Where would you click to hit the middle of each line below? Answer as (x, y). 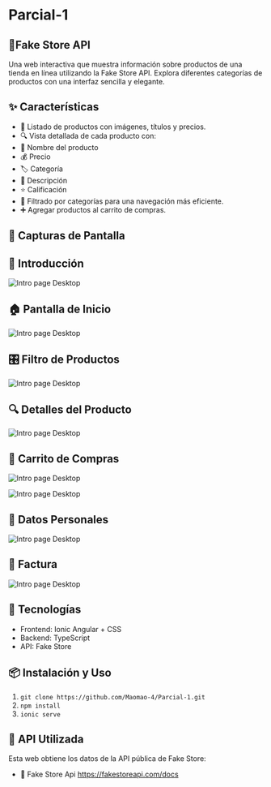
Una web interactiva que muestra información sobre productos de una (125, 64)
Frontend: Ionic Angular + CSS (71, 629)
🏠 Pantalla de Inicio (60, 310)
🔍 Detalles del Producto (70, 410)
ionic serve (40, 714)
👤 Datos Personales (59, 520)
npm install (40, 706)
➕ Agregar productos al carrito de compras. (93, 209)
